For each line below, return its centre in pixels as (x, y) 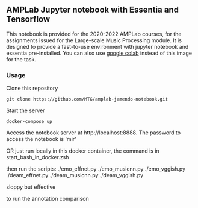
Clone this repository (32, 88)
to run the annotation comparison (48, 199)
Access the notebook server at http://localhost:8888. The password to (94, 133)
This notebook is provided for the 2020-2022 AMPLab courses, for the (94, 34)
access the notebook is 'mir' (41, 139)
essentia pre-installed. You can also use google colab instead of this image (99, 53)
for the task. (21, 59)
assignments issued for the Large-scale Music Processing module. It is (94, 40)
